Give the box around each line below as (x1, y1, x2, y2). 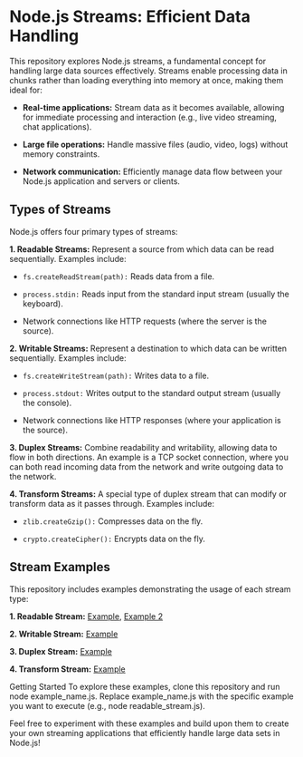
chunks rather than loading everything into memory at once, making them (9, 74, 284, 85)
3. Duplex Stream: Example (9, 645, 113, 656)
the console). (22, 397, 72, 408)
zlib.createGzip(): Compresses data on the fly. (22, 515, 204, 527)
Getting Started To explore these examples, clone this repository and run (9, 681, 280, 692)
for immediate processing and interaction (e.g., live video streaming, (22, 112, 278, 122)
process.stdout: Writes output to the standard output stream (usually (22, 387, 281, 398)
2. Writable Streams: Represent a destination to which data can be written (9, 343, 288, 354)
